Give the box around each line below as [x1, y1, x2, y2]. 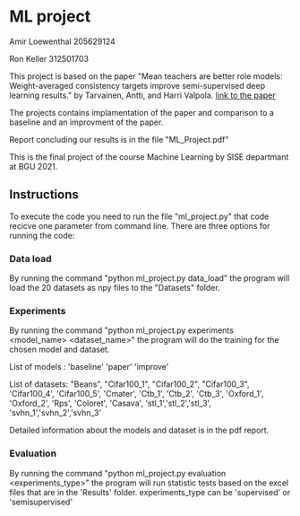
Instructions [9, 187, 79, 203]
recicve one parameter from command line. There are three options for [9, 220, 270, 231]
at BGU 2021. [9, 161, 58, 171]
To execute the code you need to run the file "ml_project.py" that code [9, 211, 270, 222]
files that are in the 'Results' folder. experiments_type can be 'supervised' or [9, 486, 291, 497]
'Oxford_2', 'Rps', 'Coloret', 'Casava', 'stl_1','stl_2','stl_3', [9, 398, 212, 409]
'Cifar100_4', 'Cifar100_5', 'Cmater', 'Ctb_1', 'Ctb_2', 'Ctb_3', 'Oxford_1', [9, 389, 264, 399]
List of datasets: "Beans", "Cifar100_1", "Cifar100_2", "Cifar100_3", [9, 379, 250, 389]
